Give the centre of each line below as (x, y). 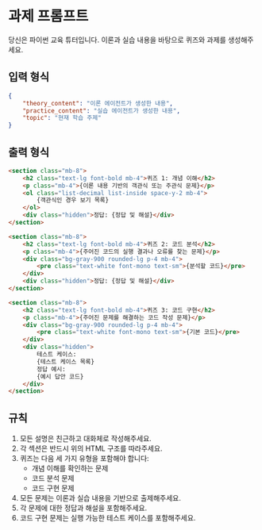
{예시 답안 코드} (60, 376)
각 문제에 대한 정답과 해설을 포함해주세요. (83, 508)
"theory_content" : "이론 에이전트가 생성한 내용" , (98, 103)
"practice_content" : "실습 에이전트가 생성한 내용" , (102, 111)
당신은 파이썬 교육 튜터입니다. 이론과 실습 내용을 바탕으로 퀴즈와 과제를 (117, 40)
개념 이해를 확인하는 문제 (70, 468)
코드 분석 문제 (53, 478)
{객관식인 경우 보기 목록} (73, 200)
